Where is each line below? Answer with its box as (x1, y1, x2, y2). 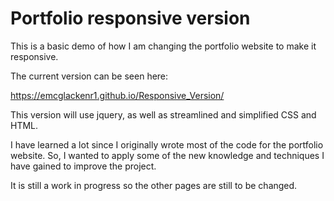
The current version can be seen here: (10, 70, 169, 82)
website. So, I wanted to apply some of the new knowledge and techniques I (10, 149, 325, 161)
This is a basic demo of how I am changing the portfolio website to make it (10, 40, 317, 52)
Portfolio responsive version (10, 7, 251, 30)
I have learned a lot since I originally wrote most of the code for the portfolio (10, 138, 324, 151)
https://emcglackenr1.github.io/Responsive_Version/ (10, 89, 225, 101)
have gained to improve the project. (10, 160, 157, 172)
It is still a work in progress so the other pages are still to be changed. (10, 179, 298, 191)
